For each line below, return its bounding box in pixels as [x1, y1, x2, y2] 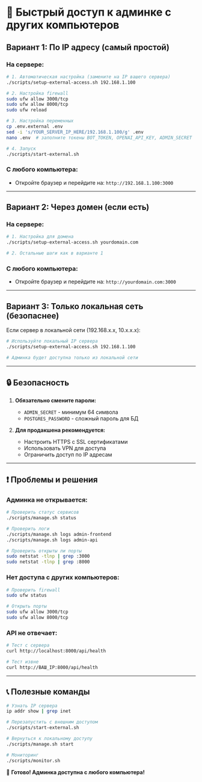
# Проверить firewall [6, 586, 61, 593]
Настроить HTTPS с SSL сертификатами [23, 438, 128, 445]
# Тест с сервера [6, 642, 50, 648]
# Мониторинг [6, 752, 39, 758]
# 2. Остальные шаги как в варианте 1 [6, 250, 103, 256]
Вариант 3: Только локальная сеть [6, 301, 144, 312]
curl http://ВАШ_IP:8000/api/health [6, 664, 98, 670]
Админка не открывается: [6, 496, 88, 504]
